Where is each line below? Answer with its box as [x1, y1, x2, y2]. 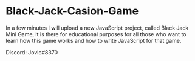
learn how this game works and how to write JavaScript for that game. [5, 37, 182, 44]
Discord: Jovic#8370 [5, 48, 58, 56]
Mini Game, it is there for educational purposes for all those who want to [5, 30, 186, 37]
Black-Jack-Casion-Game [5, 4, 139, 18]
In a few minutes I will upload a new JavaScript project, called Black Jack [5, 24, 189, 31]
